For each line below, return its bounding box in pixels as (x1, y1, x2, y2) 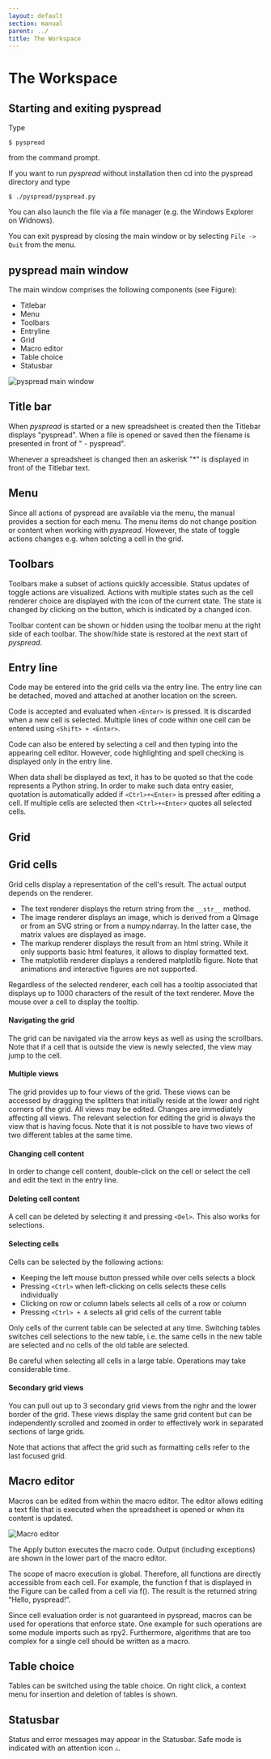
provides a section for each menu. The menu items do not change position (8, 516, 257, 526)
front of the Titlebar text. (8, 462, 91, 472)
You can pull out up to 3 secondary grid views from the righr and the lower (8, 1400, 257, 1410)
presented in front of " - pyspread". (8, 438, 126, 448)
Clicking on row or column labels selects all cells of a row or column (19, 1298, 247, 1308)
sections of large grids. (8, 1426, 86, 1436)
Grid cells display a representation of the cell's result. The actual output (8, 879, 247, 889)
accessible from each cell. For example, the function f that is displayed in (8, 1577, 252, 1587)
